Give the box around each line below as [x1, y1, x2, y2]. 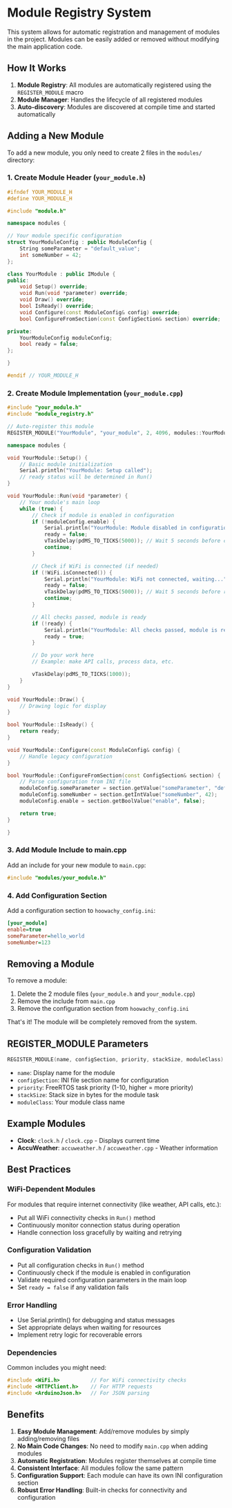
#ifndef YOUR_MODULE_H [7, 188, 72, 195]
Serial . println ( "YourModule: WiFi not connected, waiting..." [43, 575, 227, 583]
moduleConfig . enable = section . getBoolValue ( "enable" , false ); [19, 797, 206, 805]
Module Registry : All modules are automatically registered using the [17, 81, 212, 89]
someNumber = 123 [7, 939, 51, 946]
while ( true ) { [19, 505, 64, 512]
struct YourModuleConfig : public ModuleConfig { [7, 239, 153, 246]
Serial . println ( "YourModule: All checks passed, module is [43, 626, 217, 633]
